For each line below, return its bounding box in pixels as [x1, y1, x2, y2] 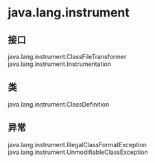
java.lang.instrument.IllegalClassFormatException [8, 140, 147, 149]
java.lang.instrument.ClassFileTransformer [8, 53, 127, 61]
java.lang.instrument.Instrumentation [8, 60, 112, 68]
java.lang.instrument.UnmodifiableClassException [8, 148, 148, 156]
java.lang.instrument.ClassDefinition [8, 100, 110, 108]
